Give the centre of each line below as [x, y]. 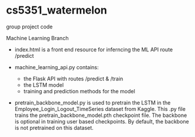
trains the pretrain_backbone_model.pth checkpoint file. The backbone [101, 115]
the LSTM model [43, 85]
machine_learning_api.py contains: [57, 67]
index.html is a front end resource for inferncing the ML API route [94, 49]
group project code [29, 27]
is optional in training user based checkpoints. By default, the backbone [102, 121]
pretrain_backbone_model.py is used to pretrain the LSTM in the [92, 102]
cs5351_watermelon [57, 10]
